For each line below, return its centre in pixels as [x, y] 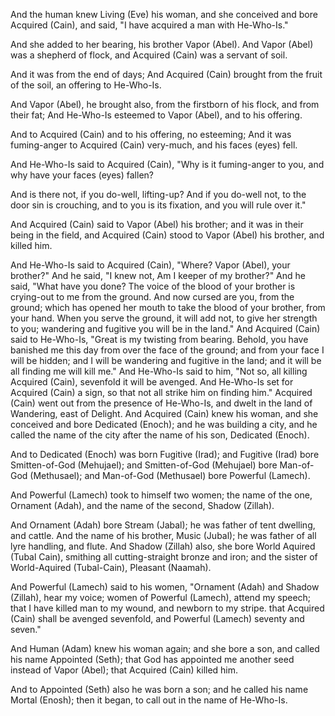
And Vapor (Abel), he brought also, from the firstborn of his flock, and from [165, 104]
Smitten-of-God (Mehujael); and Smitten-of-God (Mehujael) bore [144, 465]
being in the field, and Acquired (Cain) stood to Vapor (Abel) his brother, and [167, 235]
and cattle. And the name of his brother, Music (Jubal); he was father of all [163, 535]
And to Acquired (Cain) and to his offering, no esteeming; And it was [151, 134]
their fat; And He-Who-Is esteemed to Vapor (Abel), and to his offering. [156, 115]
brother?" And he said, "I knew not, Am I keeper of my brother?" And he [158, 275]
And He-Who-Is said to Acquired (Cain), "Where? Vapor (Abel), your [150, 265]
